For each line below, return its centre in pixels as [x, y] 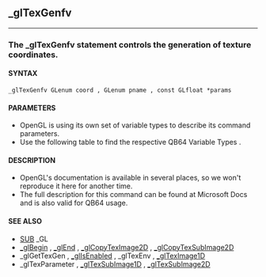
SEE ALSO [25, 221]
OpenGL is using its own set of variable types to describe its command [135, 125]
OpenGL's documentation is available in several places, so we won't [130, 178]
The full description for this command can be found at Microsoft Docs [133, 195]
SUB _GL [34, 239]
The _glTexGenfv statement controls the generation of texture [130, 44]
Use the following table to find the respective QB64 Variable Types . [130, 142]
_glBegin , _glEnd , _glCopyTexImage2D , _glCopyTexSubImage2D [127, 247]
